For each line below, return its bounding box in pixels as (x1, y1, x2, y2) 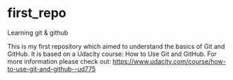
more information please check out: (7, 57, 111, 65)
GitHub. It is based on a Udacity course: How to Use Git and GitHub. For (7, 50, 217, 58)
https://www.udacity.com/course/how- (112, 57, 227, 65)
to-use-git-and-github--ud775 (7, 64, 96, 73)
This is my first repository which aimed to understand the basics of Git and (7, 42, 225, 50)
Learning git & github (7, 28, 69, 37)
